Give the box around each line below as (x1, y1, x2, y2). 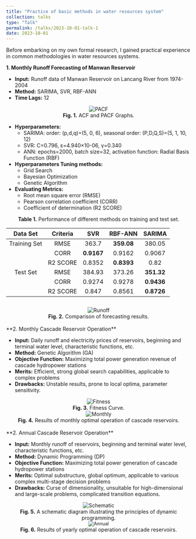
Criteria (52, 230, 73, 238)
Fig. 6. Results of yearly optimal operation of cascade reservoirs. (20, 526, 177, 533)
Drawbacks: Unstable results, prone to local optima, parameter (14, 380, 168, 388)
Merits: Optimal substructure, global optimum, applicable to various (14, 472, 179, 479)
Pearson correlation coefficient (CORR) (23, 198, 119, 206)
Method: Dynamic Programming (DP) (14, 453, 105, 460)
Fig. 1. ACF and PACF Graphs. (62, 112, 135, 119)
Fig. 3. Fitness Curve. (72, 405, 125, 412)
